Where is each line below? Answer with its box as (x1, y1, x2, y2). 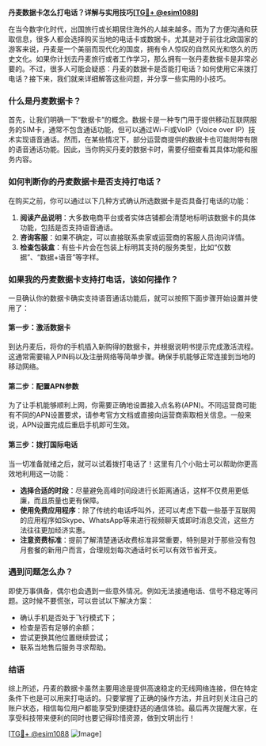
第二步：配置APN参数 (8, 381, 79, 391)
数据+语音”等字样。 (40, 252, 104, 262)
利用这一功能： (21, 468, 71, 478)
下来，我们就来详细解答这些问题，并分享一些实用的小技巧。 (35, 74, 230, 83)
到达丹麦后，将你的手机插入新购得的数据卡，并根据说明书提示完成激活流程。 (8, 342, 258, 351)
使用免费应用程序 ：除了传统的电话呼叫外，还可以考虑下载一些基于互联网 (19, 506, 256, 515)
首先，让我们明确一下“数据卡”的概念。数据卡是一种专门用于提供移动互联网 (8, 115, 251, 125)
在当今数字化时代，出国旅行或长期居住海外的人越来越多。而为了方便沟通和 (8, 25, 251, 34)
